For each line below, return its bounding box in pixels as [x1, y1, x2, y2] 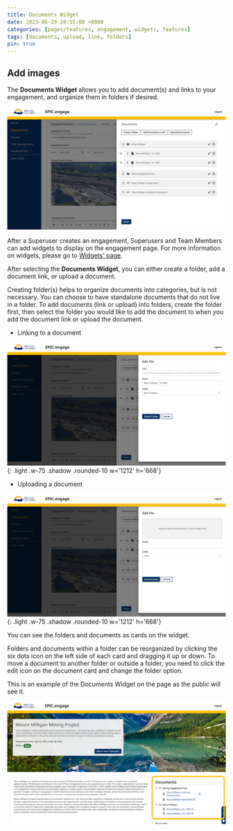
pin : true [7, 40, 36, 48]
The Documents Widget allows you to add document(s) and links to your [7, 85, 216, 94]
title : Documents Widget [7, 11, 79, 18]
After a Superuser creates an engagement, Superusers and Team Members [7, 237, 223, 245]
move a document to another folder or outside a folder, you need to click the [7, 660, 225, 668]
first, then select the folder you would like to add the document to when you [7, 308, 224, 316]
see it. [7, 687, 25, 696]
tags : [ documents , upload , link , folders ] [7, 33, 132, 40]
